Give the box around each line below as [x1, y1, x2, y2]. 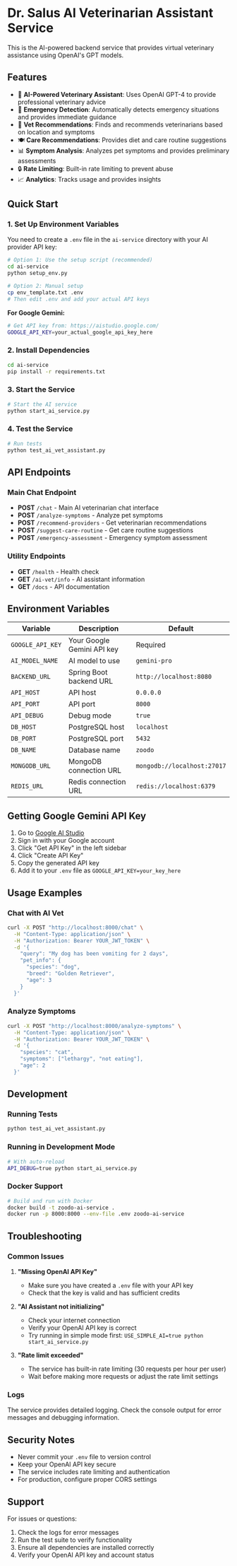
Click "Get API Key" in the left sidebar [17, 843, 127, 853]
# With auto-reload [7, 1158, 65, 1165]
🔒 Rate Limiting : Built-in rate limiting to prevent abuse [17, 164, 174, 173]
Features [7, 71, 47, 83]
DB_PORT [11, 735, 37, 743]
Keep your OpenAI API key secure [17, 1460, 116, 1468]
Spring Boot [68, 667, 108, 677]
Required [135, 640, 166, 650]
